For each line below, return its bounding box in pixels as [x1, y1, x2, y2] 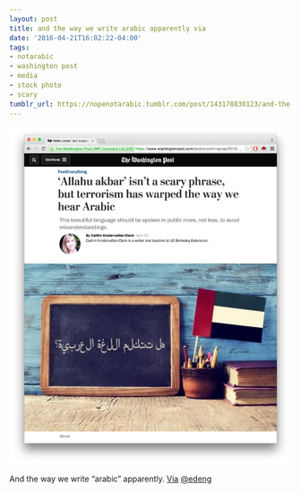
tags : [9, 43, 30, 52]
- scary [9, 90, 39, 99]
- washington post [9, 62, 78, 71]
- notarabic [9, 52, 54, 62]
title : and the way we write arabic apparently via [9, 23, 206, 33]
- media [9, 72, 39, 81]
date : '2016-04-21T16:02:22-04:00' [9, 33, 142, 42]
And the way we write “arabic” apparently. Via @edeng [9, 473, 212, 484]
